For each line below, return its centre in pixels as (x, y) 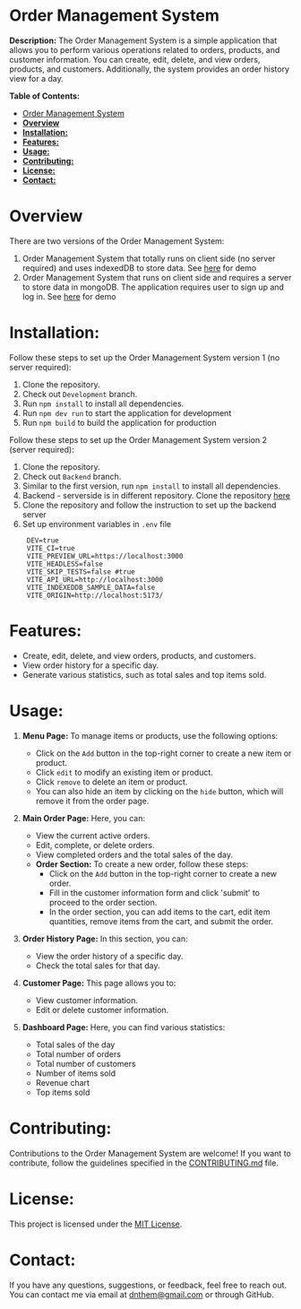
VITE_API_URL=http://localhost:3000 (95, 579)
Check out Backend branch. (72, 476)
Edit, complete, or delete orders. (95, 845)
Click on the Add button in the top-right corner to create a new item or (163, 753)
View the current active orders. (93, 836)
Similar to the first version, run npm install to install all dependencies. (151, 486)
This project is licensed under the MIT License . (96, 1224)
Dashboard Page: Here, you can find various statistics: (124, 1027)
